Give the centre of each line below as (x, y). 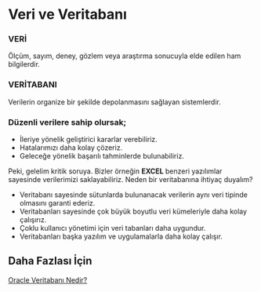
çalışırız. (33, 220)
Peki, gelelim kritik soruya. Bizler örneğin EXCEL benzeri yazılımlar (115, 171)
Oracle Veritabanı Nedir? (48, 279)
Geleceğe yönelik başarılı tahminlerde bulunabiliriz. (101, 156)
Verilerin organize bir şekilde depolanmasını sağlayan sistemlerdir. (114, 102)
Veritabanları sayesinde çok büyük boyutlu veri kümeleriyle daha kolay (133, 212)
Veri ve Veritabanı (68, 15)
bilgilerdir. (24, 64)
